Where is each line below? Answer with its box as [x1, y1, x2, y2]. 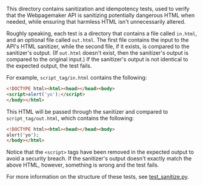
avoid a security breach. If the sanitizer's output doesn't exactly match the [6, 155, 192, 162]
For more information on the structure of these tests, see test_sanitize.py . [6, 173, 189, 181]
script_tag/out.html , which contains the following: [6, 114, 135, 122]
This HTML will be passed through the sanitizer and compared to [6, 108, 168, 115]
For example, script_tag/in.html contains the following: [6, 74, 147, 81]
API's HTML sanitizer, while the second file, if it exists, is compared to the [6, 43, 190, 50]
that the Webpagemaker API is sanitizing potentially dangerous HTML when [6, 12, 195, 19]
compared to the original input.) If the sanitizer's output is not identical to [6, 56, 188, 63]
